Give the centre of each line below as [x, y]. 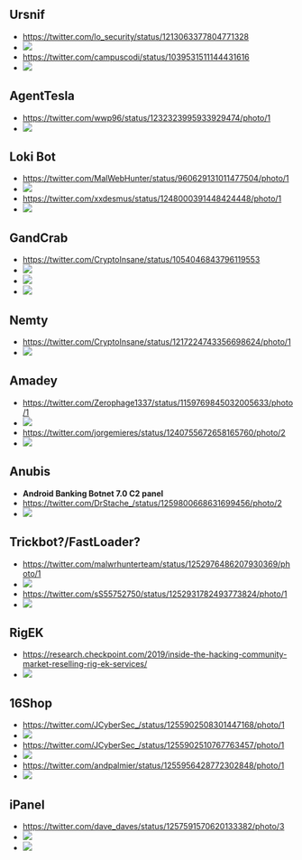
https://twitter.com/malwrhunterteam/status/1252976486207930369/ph [156, 564]
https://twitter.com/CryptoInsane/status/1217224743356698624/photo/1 [156, 342]
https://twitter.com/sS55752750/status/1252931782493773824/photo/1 [155, 594]
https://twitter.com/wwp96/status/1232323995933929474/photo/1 [146, 117]
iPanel [27, 805]
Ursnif [27, 15]
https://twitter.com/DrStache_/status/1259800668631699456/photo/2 [152, 503]
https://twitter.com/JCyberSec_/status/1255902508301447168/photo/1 [154, 725]
